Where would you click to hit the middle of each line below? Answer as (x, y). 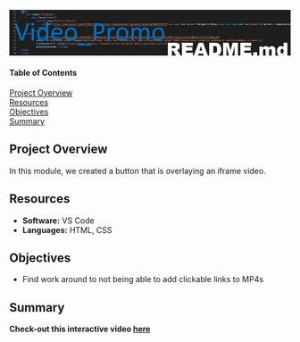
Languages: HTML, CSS (67, 229)
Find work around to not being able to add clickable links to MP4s (143, 279)
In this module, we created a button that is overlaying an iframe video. (137, 171)
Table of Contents (43, 73)
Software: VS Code (58, 221)
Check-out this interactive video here (80, 329)
